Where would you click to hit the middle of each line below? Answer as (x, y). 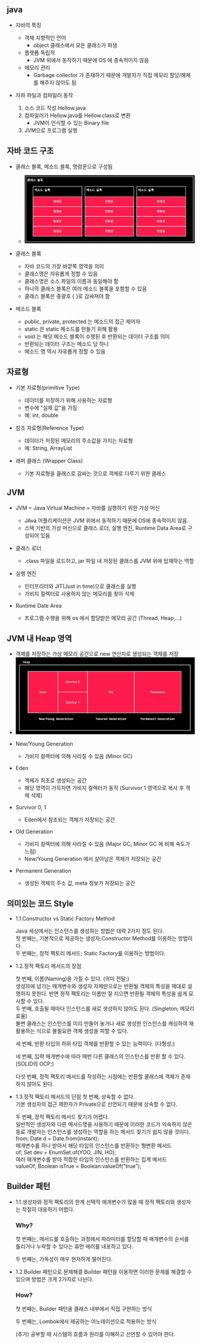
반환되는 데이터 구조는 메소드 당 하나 (67, 344)
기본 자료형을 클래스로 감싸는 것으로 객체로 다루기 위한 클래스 (95, 473)
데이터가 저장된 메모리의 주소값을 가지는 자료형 (78, 440)
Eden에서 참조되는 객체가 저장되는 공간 (69, 819)
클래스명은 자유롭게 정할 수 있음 (61, 274)
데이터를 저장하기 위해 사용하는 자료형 (68, 400)
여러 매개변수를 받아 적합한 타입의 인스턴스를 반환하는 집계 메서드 (91, 1159)
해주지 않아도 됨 (58, 82)
